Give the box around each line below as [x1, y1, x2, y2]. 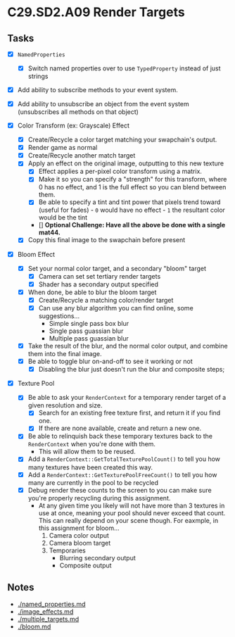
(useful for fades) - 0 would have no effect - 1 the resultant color [38, 206, 225, 215]
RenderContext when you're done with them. [27, 440, 156, 448]
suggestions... [38, 311, 80, 320]
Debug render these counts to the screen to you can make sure [27, 486, 212, 494]
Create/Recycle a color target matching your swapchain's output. [27, 135, 217, 144]
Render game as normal [27, 144, 98, 152]
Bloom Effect [17, 250, 55, 258]
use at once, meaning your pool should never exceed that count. [38, 508, 226, 517]
